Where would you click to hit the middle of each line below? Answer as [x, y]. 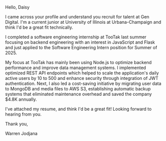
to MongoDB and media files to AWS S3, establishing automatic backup [78, 89]
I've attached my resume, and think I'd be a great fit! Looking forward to [79, 109]
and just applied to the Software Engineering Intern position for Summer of [81, 47]
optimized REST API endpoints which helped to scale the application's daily [82, 73]
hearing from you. [24, 114]
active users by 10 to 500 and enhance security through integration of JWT [82, 78]
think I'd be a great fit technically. [39, 27]
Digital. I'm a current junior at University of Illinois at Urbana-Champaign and [83, 22]
